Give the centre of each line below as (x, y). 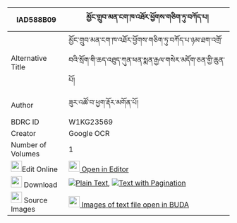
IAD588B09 (36, 19)
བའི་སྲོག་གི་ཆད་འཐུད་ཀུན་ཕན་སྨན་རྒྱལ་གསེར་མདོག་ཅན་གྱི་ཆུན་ (147, 60)
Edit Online (40, 169)
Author (22, 105)
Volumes (25, 154)
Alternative (29, 58)
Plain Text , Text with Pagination (131, 183)
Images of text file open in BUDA (135, 205)
